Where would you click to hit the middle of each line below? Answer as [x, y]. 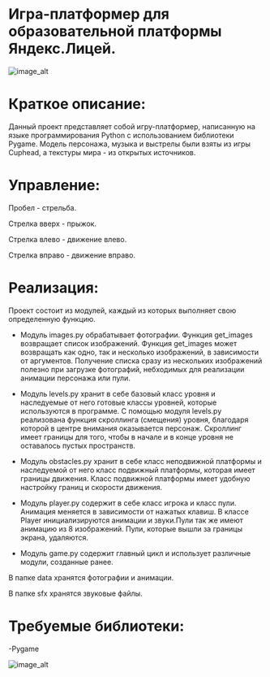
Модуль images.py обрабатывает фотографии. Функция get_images [136, 335]
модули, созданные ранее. [66, 562]
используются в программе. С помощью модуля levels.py [121, 410]
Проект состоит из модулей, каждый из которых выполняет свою [122, 310]
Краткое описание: [77, 104]
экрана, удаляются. [54, 537]
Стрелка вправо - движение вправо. [72, 255]
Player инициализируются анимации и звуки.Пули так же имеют [131, 520]
